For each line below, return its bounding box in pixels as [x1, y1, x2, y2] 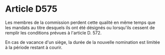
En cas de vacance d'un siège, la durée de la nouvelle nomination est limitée [5, 39, 160, 45]
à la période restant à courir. [5, 44, 63, 50]
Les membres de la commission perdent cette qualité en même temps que [5, 19, 156, 25]
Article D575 [5, 3, 58, 15]
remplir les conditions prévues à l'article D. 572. [5, 30, 102, 36]
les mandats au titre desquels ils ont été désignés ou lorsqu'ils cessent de [5, 24, 155, 30]
